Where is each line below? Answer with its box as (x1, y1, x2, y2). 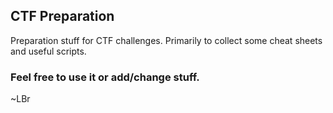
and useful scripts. (10, 45, 87, 57)
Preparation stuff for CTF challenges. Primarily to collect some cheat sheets (10, 34, 323, 46)
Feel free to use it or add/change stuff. (10, 70, 200, 84)
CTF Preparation (10, 8, 115, 25)
